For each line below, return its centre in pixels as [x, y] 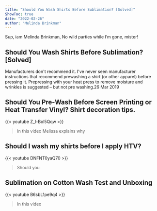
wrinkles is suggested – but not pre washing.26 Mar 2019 [62, 87]
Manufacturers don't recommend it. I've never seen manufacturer [71, 71]
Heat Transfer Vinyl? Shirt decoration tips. [70, 110]
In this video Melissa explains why [51, 131]
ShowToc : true [19, 14]
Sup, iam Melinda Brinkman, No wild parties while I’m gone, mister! [72, 37]
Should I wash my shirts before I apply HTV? [73, 146]
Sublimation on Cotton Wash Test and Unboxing [79, 183]
